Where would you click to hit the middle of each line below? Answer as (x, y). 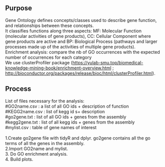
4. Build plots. (19, 159)
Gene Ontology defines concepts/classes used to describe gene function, (81, 20)
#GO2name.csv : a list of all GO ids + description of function (67, 106)
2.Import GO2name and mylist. (37, 149)
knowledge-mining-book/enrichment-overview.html (58, 68)
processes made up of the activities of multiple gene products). (70, 46)
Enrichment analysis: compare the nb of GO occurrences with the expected (83, 52)
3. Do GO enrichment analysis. (37, 154)
